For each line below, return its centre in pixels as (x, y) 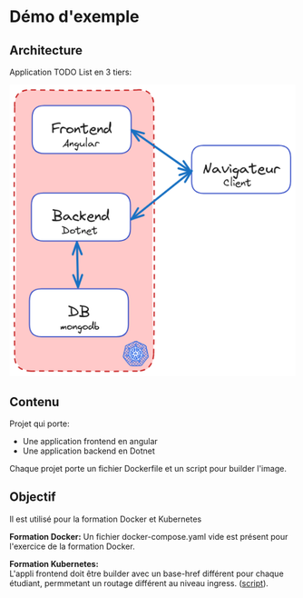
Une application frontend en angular (90, 441)
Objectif (33, 497)
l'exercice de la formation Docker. (72, 546)
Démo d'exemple (74, 17)
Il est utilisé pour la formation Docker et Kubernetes (106, 519)
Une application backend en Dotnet (89, 451)
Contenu (34, 402)
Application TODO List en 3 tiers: (71, 72)
